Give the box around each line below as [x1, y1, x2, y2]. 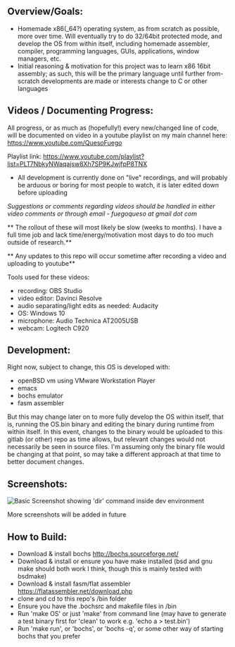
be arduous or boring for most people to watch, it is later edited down [17, 180, 220, 189]
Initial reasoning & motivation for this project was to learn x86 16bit [17, 61, 211, 70]
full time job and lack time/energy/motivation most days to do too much [7, 230, 214, 239]
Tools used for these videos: [7, 273, 90, 281]
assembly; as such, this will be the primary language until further [17, 69, 205, 78]
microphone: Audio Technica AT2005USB [17, 316, 139, 325]
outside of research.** [7, 238, 72, 246]
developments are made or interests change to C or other [41, 77, 208, 85]
